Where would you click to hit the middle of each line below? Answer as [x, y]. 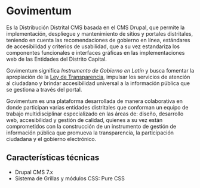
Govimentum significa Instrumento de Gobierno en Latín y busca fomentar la [100, 70]
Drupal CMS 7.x [34, 172]
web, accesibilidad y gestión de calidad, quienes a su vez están [84, 120]
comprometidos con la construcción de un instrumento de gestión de [91, 126]
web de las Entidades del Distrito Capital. [57, 59]
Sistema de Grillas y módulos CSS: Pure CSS [70, 178]
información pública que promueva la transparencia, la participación [90, 133]
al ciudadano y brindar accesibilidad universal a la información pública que [98, 83]
